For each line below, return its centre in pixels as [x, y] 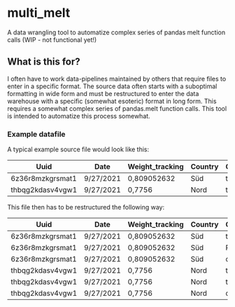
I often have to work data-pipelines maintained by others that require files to [117, 79]
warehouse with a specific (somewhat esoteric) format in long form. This [112, 101]
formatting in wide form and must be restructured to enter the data [103, 93]
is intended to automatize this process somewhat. [79, 116]
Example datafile [36, 134]
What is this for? [44, 62]
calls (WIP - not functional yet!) [52, 39]
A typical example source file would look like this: [78, 149]
